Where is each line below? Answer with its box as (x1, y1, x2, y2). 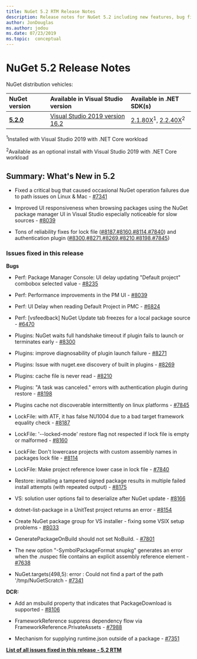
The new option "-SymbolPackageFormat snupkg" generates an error (14, 547, 183, 554)
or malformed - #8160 (14, 437, 68, 444)
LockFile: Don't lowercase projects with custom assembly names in (14, 448, 177, 455)
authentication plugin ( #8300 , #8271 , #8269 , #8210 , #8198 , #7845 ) (14, 235, 170, 242)
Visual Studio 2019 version (50, 112, 125, 120)
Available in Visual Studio (50, 95, 123, 103)
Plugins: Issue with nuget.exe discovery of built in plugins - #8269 (14, 361, 175, 368)
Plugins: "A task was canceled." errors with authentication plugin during (14, 384, 188, 391)
